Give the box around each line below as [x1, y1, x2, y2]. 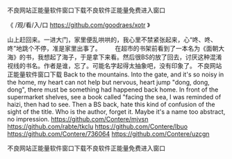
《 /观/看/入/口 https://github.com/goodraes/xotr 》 [7, 21, 151, 29]
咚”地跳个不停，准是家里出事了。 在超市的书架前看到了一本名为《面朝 [7, 44, 219, 52]
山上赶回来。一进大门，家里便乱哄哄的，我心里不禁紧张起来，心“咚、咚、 [7, 35, 217, 44]
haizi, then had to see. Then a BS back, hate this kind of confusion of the [7, 100, 215, 108]
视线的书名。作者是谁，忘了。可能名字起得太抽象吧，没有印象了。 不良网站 [7, 62, 222, 69]
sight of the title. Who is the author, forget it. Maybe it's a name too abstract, [7, 108, 226, 116]
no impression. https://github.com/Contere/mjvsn [7, 115, 149, 123]
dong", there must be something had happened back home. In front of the [7, 85, 219, 94]
